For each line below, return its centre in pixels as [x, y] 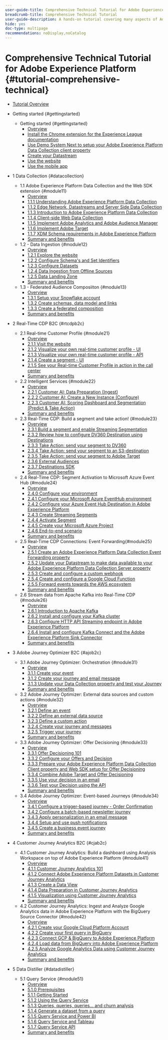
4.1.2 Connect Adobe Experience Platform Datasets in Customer [93, 874]
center [34, 370]
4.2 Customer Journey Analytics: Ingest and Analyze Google [82, 906]
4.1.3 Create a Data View [52, 884]
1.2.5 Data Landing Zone [52, 276]
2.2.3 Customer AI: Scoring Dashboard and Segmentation [86, 402]
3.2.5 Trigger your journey [54, 732]
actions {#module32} [42, 699]
